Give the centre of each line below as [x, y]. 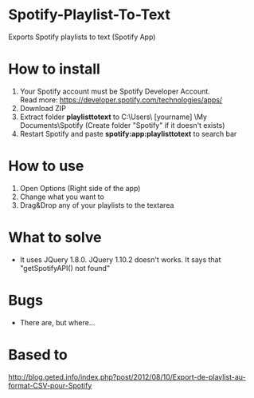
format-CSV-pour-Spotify [50, 385]
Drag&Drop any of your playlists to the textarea [97, 205]
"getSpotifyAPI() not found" [64, 268]
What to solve [55, 237]
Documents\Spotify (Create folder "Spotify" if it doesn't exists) [122, 125]
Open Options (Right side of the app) [80, 188]
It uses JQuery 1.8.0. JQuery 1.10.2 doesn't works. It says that [120, 259]
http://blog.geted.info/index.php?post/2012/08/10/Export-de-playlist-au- [127, 376]
